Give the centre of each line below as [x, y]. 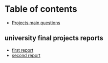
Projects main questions [36, 23]
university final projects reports [54, 38]
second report [26, 55]
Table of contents [41, 9]
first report [22, 50]
